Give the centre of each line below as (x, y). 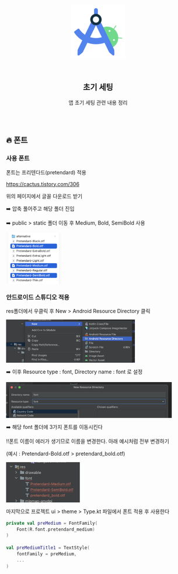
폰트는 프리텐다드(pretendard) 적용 (46, 172)
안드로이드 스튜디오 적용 (38, 297)
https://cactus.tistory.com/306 (43, 184)
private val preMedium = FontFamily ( (52, 523)
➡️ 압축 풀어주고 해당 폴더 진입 (40, 208)
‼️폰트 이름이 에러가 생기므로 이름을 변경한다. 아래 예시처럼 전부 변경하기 (88, 441)
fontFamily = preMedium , (47, 554)
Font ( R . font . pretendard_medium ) (56, 529)
